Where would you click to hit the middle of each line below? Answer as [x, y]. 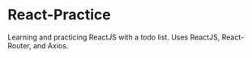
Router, [19, 45]
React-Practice [59, 15]
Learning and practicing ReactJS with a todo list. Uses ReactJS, [114, 37]
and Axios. [51, 45]
